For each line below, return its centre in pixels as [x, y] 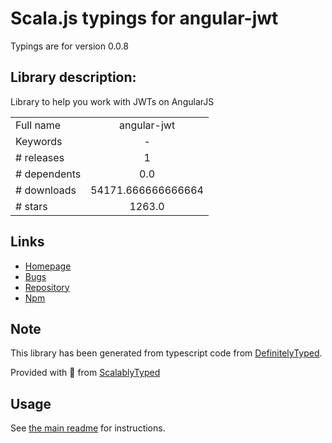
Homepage [48, 266]
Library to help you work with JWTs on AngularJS [112, 101]
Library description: [73, 77]
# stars [31, 206]
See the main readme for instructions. [88, 428]
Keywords [39, 141]
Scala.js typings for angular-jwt [144, 18]
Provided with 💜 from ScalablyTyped [85, 373]
